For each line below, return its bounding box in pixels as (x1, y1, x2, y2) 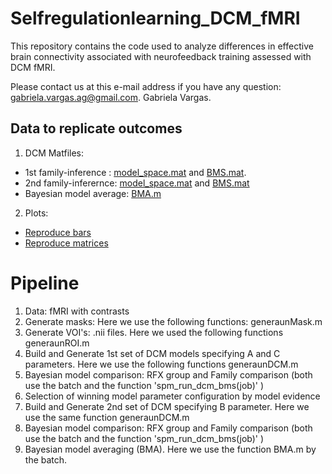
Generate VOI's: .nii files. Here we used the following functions (24, 326, 284, 338)
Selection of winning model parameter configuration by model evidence (24, 390, 321, 402)
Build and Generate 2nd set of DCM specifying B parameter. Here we (24, 400, 310, 412)
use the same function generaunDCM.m (24, 411, 190, 423)
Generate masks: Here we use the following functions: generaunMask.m (24, 315, 323, 327)
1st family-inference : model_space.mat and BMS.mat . (24, 166, 247, 178)
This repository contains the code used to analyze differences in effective (10, 40, 314, 52)
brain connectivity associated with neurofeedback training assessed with (10, 50, 312, 62)
